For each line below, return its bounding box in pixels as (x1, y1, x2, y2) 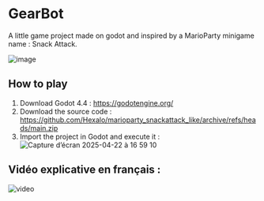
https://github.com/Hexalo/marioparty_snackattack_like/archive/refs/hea (19, 115, 257, 125)
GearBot (8, 5, 65, 23)
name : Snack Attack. (8, 39, 77, 48)
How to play (8, 77, 68, 91)
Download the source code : (19, 106, 112, 116)
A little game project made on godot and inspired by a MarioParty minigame (8, 31, 255, 40)
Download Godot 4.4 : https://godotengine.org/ (19, 98, 174, 107)
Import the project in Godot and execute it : (19, 132, 160, 141)
